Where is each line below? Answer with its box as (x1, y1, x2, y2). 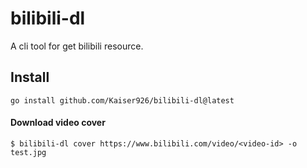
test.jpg (10, 147, 47, 157)
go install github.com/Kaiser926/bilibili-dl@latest (10, 95, 235, 106)
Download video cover (10, 117, 106, 129)
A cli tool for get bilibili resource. (10, 40, 144, 52)
